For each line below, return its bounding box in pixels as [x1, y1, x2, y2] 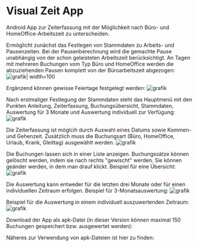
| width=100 [25, 73, 55, 80]
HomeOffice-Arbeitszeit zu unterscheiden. [6, 30, 110, 37]
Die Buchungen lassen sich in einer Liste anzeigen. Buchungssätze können [6, 150, 189, 158]
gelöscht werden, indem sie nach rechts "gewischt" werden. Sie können [6, 156, 183, 163]
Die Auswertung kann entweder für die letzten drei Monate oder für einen [6, 181, 186, 188]
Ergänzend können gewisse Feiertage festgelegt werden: [6, 84, 146, 91]
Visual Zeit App [6, 4, 84, 18]
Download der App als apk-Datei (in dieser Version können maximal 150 [6, 216, 181, 223]
